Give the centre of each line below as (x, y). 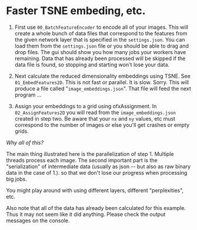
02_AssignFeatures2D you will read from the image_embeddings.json (95, 112)
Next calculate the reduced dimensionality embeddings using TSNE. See (103, 76)
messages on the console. (38, 220)
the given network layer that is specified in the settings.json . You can (100, 39)
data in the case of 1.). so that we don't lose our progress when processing (97, 172)
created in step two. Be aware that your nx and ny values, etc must (95, 118)
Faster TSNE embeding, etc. (76, 11)
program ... (28, 95)
